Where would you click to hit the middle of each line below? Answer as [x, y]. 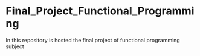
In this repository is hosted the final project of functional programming [93, 40]
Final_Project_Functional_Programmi [100, 11]
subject [15, 46]
